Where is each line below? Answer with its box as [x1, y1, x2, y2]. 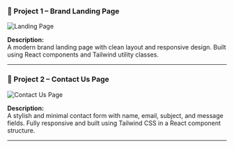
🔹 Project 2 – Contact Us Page [7, 75, 109, 84]
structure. [7, 126, 36, 135]
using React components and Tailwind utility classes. [7, 50, 159, 59]
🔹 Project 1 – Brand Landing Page [7, 6, 120, 16]
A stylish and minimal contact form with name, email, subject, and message [7, 111, 224, 119]
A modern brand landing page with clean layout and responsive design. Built [7, 43, 226, 52]
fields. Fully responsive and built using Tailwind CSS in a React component [7, 119, 221, 127]
